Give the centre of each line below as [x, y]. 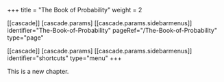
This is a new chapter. [38, 71]
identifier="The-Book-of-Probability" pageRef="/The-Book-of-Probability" [112, 30]
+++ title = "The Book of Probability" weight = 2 [75, 10]
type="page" [25, 38]
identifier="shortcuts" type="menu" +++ [64, 58]
